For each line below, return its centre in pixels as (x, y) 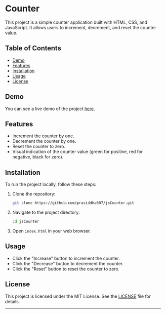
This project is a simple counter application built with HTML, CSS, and (76, 22)
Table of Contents (33, 48)
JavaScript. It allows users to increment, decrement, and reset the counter (81, 27)
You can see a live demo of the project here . (50, 109)
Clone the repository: (34, 194)
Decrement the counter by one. (44, 141)
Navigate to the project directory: (46, 212)
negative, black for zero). (38, 157)
